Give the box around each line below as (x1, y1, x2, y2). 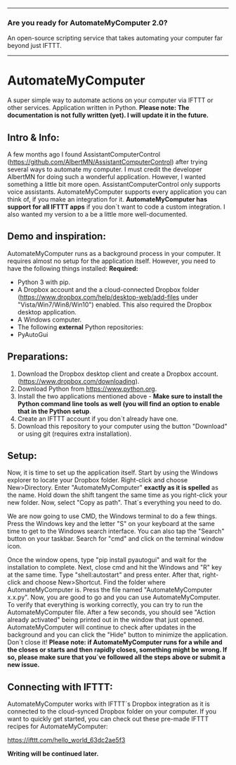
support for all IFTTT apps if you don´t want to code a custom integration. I (7, 202, 225, 212)
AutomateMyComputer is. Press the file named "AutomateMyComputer (7, 586, 213, 594)
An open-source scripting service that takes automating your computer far (7, 34, 223, 42)
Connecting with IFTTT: (7, 681, 113, 693)
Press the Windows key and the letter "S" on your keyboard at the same (7, 520, 216, 528)
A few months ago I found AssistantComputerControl (7, 150, 160, 159)
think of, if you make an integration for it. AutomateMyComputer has (7, 195, 208, 204)
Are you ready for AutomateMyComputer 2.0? (7, 18, 169, 27)
